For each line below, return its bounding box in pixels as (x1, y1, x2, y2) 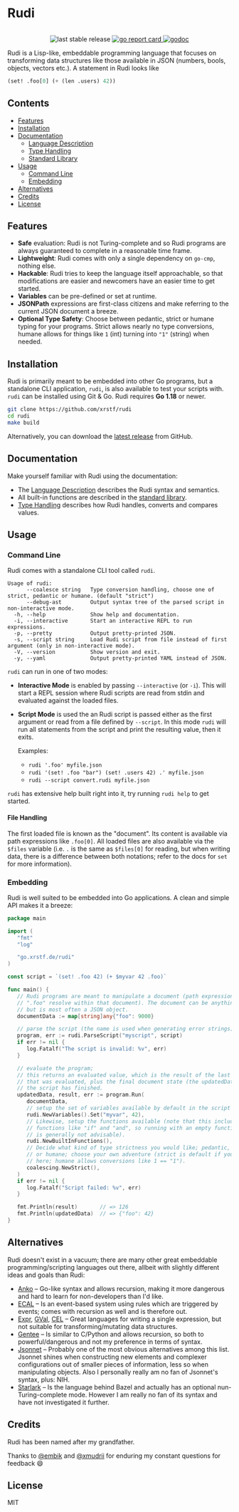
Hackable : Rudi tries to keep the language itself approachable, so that (17, 269, 223, 278)
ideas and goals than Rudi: (7, 1270, 85, 1279)
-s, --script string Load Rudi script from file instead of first (14, 636, 228, 643)
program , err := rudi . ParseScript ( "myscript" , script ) (16, 1032, 183, 1040)
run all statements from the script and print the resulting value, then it (17, 725, 221, 734)
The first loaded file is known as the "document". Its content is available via (7, 829, 228, 838)
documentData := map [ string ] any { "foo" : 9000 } (16, 1013, 154, 1020)
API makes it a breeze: (7, 901, 73, 909)
